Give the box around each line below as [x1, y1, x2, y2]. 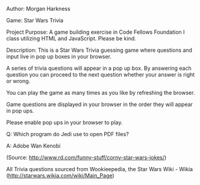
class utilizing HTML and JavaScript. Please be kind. [6, 35, 137, 42]
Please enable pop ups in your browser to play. [6, 119, 123, 126]
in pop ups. [6, 107, 34, 114]
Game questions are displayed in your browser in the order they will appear [6, 101, 193, 108]
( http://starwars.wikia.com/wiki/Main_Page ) [6, 172, 114, 179]
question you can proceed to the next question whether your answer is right [6, 71, 195, 78]
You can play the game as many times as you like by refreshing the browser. [6, 89, 195, 96]
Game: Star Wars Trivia [6, 17, 64, 24]
